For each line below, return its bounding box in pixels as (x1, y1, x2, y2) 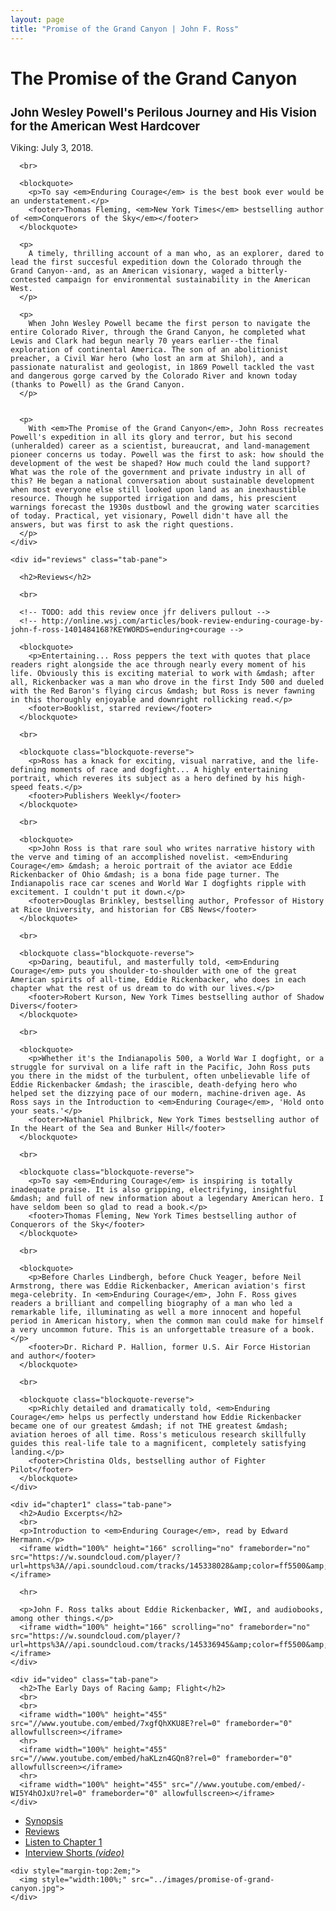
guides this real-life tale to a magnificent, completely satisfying (10, 1439, 307, 1449)
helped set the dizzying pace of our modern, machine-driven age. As (10, 1089, 307, 1099)
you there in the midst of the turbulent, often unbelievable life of (10, 1071, 311, 1081)
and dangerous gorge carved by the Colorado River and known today (10, 371, 298, 381)
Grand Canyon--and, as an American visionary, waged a (10, 266, 244, 276)
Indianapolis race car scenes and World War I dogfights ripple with (10, 879, 307, 889)
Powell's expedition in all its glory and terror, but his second (10, 432, 293, 443)
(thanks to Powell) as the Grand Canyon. (10, 380, 186, 390)
